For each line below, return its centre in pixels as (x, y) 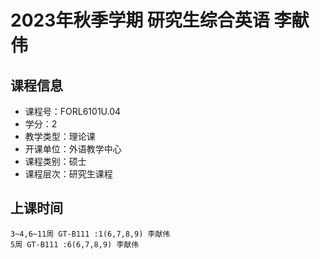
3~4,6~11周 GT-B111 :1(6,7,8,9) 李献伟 (90, 234)
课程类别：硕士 (55, 161)
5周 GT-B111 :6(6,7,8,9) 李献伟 (75, 244)
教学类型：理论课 (60, 136)
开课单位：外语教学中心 (73, 149)
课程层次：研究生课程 (68, 174)
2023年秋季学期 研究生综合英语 (140, 20)
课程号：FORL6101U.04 (73, 111)
